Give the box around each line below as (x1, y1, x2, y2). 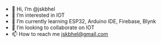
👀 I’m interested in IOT (11, 12, 65, 19)
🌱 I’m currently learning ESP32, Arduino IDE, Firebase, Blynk (11, 18, 156, 24)
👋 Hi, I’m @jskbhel (11, 6, 55, 12)
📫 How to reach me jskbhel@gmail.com (11, 31, 108, 37)
